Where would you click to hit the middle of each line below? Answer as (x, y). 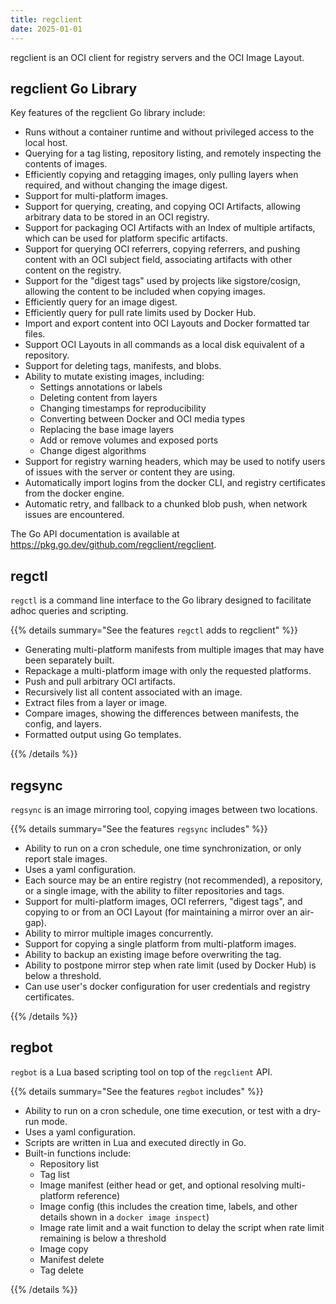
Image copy (64, 1248)
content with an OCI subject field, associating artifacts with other (158, 260)
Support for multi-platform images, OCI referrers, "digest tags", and (163, 901)
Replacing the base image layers (107, 430)
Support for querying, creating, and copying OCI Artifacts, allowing (162, 207)
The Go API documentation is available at (95, 534)
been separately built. (69, 660)
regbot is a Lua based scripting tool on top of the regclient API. (141, 1072)
